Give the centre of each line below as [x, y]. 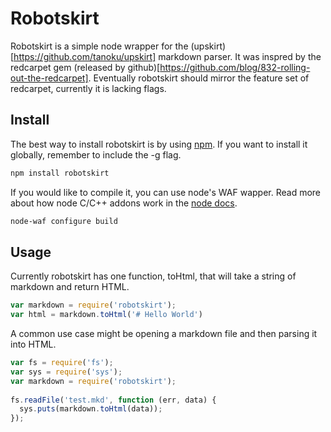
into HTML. [33, 344]
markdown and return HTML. [70, 287]
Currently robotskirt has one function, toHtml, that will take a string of [153, 276]
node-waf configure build [64, 221]
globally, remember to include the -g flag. [96, 154]
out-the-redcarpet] [49, 78]
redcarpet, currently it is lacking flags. [88, 88]
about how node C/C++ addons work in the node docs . [124, 203]
